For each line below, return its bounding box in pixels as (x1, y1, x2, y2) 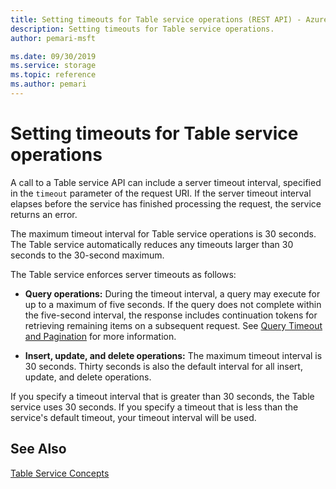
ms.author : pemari (10, 79, 87, 90)
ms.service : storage (10, 61, 97, 71)
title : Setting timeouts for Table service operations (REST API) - (10, 14, 302, 25)
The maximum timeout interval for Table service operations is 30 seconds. (10, 227, 317, 240)
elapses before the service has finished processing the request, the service (10, 197, 322, 210)
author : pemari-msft (10, 33, 97, 43)
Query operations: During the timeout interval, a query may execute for (24, 287, 321, 300)
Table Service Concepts (10, 467, 110, 479)
